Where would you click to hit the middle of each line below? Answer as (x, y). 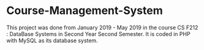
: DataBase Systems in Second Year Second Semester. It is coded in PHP (99, 34)
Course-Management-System (85, 11)
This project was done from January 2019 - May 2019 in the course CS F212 (102, 27)
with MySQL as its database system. (52, 40)
